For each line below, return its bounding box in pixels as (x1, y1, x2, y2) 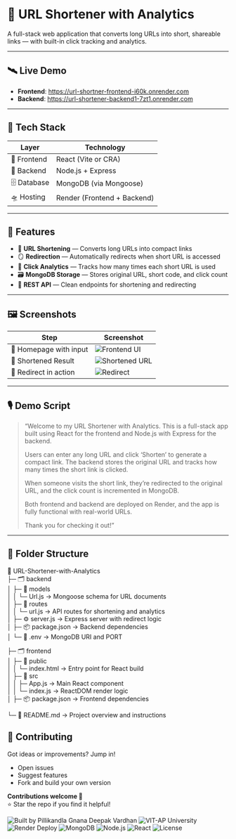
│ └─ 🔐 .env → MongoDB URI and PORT (7, 632, 123, 641)
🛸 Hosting (11, 192, 46, 202)
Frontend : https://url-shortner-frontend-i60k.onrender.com (17, 87, 190, 96)
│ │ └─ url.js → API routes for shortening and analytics (7, 607, 165, 616)
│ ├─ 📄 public (7, 656, 47, 665)
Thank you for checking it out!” (24, 521, 114, 529)
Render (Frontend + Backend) (55, 193, 155, 203)
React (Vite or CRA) (55, 154, 121, 164)
